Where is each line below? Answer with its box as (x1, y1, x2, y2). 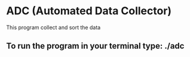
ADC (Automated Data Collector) (6, 4, 172, 18)
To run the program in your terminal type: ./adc (6, 41, 185, 51)
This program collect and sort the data (6, 24, 101, 31)
